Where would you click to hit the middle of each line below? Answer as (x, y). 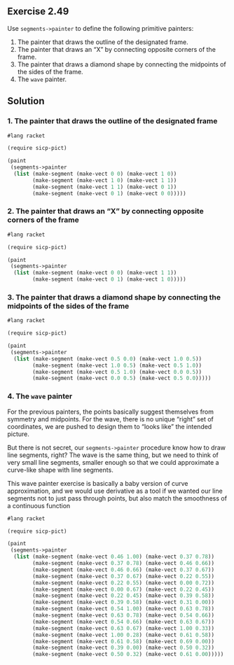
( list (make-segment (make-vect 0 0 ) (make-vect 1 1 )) (95, 273)
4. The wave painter (40, 396)
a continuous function (39, 505)
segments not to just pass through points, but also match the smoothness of (117, 498)
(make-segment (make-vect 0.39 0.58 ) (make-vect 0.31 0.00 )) (124, 602)
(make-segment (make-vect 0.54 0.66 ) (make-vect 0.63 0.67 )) (124, 622)
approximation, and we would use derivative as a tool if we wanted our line (115, 491)
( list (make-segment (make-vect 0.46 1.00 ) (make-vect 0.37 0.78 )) (114, 557)
